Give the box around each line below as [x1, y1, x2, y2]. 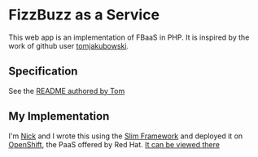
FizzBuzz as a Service [8, 6, 160, 24]
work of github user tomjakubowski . [8, 40, 129, 50]
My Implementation [8, 109, 110, 123]
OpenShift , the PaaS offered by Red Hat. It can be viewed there [8, 139, 220, 149]
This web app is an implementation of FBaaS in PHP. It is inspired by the [8, 32, 250, 42]
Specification [8, 65, 78, 78]
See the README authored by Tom [8, 86, 125, 95]
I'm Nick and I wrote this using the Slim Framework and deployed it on [8, 131, 243, 141]
